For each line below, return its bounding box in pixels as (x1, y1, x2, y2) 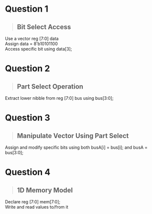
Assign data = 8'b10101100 (5, 41, 58, 47)
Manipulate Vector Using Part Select (16, 131, 129, 140)
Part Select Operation (16, 82, 84, 90)
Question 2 (5, 63, 50, 74)
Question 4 (5, 167, 51, 178)
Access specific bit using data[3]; (5, 46, 72, 52)
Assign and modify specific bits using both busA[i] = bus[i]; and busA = (5, 144, 148, 150)
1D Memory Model (16, 186, 73, 194)
